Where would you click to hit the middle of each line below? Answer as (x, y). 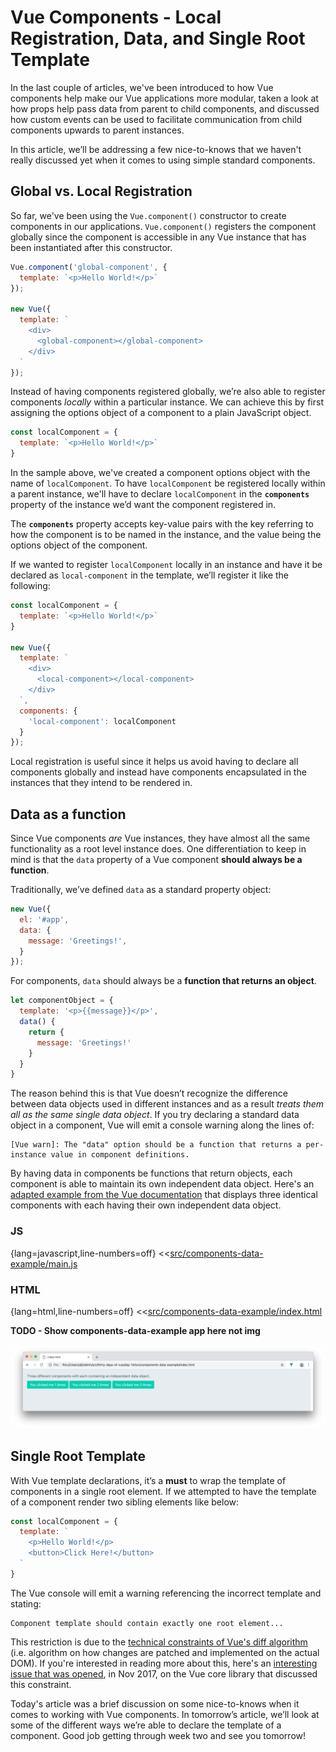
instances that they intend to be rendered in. (101, 783)
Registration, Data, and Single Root (158, 38)
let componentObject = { (62, 1001)
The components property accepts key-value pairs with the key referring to (162, 524)
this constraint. (41, 1684)
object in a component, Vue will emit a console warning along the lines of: (162, 1125)
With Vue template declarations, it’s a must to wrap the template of (148, 1480)
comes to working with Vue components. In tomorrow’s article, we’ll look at (165, 1714)
